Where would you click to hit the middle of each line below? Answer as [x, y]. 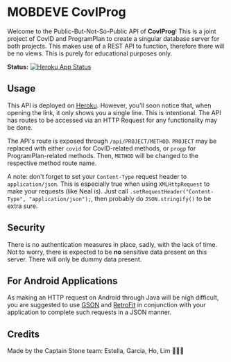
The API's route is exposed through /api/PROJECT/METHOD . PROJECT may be [112, 141]
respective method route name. [52, 163]
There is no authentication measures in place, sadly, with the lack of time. [112, 244]
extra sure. [23, 206]
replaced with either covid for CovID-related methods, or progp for [102, 148]
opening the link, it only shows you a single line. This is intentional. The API [114, 112]
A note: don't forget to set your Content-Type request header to [97, 176]
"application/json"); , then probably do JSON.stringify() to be [120, 198]
